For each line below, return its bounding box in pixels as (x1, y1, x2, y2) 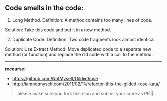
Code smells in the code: (5, 4, 83, 12)
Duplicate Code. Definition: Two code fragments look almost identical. (12, 36, 156, 42)
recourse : (5, 66, 26, 72)
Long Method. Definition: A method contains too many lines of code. (12, 17, 153, 23)
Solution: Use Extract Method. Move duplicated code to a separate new (5, 46, 152, 52)
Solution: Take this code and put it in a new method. (5, 27, 111, 33)
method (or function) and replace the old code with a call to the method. (5, 51, 153, 57)
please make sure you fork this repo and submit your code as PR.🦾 (17, 90, 154, 96)
